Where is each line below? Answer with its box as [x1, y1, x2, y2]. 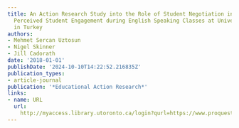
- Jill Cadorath [7, 50, 55, 58]
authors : [7, 30, 33, 38]
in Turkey [14, 23, 43, 31]
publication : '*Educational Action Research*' [7, 83, 148, 90]
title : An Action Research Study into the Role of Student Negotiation [7, 10, 224, 18]
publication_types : [7, 70, 65, 77]
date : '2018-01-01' [7, 57, 65, 64]
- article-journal [7, 76, 62, 84]
